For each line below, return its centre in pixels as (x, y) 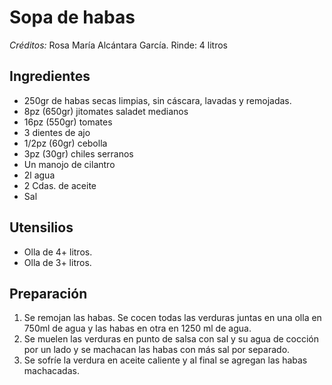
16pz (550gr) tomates (68, 122)
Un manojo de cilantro (69, 164)
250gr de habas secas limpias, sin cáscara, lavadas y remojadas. (157, 100)
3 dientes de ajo (57, 132)
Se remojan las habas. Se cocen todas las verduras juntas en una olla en (172, 318)
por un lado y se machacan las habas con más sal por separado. (157, 350)
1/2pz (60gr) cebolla (65, 143)
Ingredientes (50, 76)
